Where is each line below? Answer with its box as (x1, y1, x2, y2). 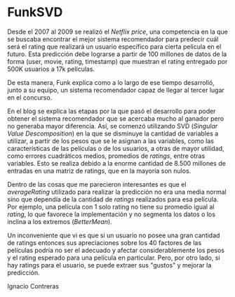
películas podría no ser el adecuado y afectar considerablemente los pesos (7, 246, 225, 254)
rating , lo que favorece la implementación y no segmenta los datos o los (7, 210, 216, 218)
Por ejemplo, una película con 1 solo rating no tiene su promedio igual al (7, 202, 215, 211)
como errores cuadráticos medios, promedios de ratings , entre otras (7, 152, 206, 160)
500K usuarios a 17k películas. (7, 65, 95, 73)
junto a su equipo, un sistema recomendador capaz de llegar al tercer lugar (7, 86, 224, 94)
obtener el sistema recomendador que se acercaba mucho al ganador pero (7, 114, 224, 123)
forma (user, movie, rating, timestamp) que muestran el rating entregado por (7, 57, 228, 65)
